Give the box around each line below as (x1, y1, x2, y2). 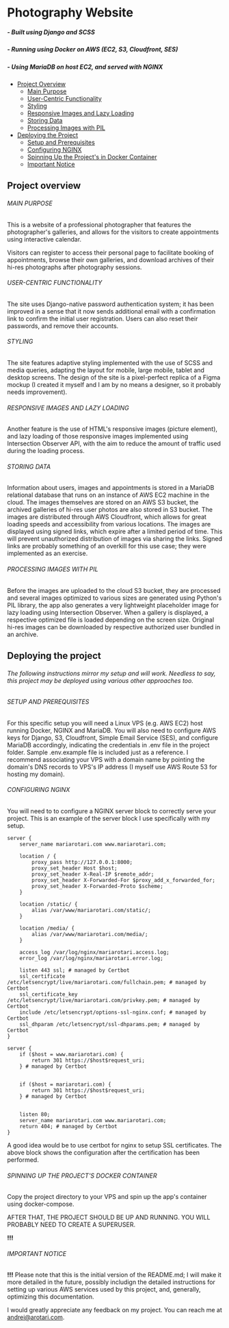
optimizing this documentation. (7, 1292, 94, 1301)
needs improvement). (7, 388, 68, 396)
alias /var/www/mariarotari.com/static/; (31, 907, 152, 913)
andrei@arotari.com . (7, 1313, 65, 1322)
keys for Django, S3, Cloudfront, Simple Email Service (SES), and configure (7, 733, 219, 742)
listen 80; (19, 1110, 51, 1118)
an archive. (7, 630, 39, 638)
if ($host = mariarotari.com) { (19, 1081, 111, 1088)
